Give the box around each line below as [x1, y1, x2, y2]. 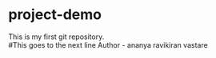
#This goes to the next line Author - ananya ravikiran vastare [8, 40, 208, 49]
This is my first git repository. [8, 32, 105, 41]
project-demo [8, 6, 102, 24]
